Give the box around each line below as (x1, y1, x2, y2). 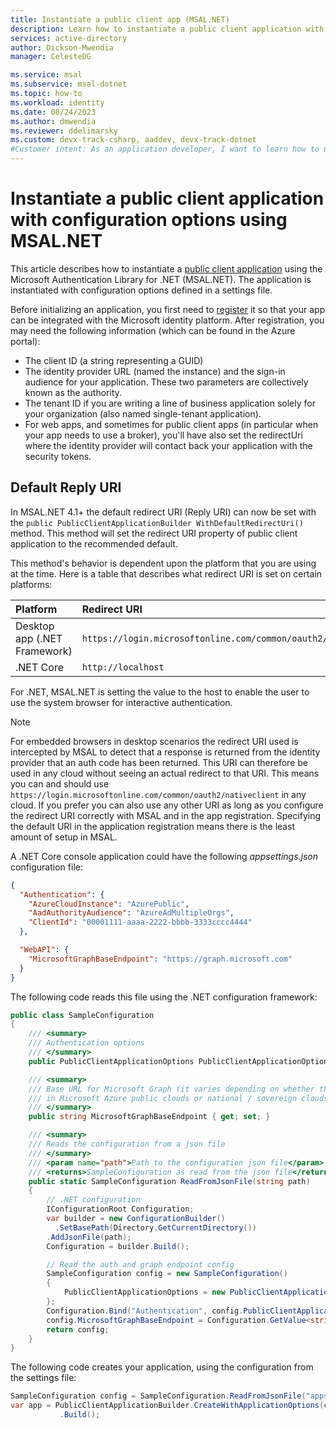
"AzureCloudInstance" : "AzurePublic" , (28, 899, 190, 909)
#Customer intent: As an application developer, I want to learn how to (10, 144, 320, 155)
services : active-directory (10, 33, 128, 43)
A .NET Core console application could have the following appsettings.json (10, 850, 319, 862)
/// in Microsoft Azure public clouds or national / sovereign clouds (28, 1093, 329, 1103)
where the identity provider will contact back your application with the (24, 439, 313, 451)
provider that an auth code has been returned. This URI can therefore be (10, 756, 308, 768)
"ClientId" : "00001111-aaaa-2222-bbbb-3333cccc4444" (28, 917, 253, 928)
